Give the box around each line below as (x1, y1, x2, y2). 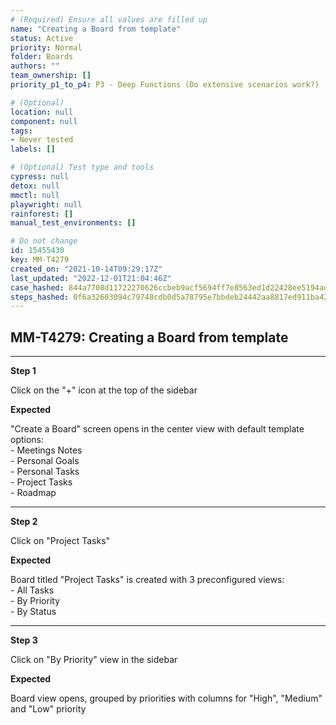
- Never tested (10, 135, 74, 145)
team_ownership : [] (10, 71, 92, 81)
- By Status (10, 606, 57, 618)
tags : (10, 126, 33, 136)
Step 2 (10, 516, 38, 528)
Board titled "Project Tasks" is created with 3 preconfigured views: (10, 574, 285, 586)
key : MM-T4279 (10, 255, 70, 265)
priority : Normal (10, 42, 83, 53)
